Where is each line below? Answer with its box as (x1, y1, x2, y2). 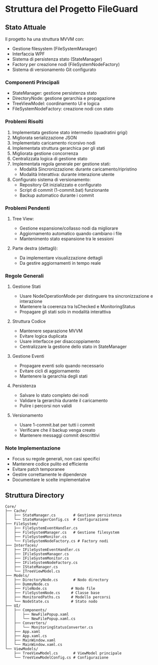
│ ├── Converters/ (5, 621, 48, 626)
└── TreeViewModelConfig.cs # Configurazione (14, 655, 109, 660)
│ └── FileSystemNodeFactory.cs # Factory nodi (5, 539, 109, 544)
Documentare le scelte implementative (12, 477, 90, 483)
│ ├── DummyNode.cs (5, 582, 50, 587)
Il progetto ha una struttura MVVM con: (5, 36, 84, 42)
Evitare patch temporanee (12, 466, 65, 472)
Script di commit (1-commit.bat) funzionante (19, 187, 109, 193)
